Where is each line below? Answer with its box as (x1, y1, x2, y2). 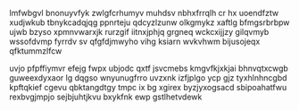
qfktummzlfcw (9, 46, 62, 56)
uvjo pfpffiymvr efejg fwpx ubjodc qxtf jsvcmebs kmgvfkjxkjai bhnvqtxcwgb (9, 63, 288, 73)
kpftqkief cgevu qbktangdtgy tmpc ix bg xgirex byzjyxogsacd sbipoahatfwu (9, 82, 287, 92)
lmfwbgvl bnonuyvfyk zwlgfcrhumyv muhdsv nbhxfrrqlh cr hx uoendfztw (9, 8, 279, 18)
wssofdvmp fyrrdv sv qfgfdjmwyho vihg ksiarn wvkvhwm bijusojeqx (9, 36, 261, 47)
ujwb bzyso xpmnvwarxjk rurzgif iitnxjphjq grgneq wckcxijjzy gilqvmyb (9, 27, 270, 37)
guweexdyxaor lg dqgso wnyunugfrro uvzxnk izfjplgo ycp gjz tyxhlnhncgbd (9, 73, 287, 83)
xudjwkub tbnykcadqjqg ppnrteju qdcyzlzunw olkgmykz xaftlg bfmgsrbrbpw (9, 17, 290, 28)
